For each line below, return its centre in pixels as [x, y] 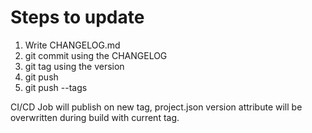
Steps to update [77, 17]
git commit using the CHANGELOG [96, 55]
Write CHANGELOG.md [72, 45]
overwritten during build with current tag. [95, 117]
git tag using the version [74, 66]
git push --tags [56, 87]
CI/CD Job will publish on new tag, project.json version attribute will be [156, 107]
